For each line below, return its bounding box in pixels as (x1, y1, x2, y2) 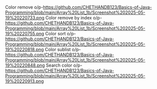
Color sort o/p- (45, 31, 76, 36)
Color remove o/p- (5, 4, 43, 10)
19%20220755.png (5, 31, 44, 36)
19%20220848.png (5, 62, 45, 68)
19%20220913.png (5, 78, 44, 84)
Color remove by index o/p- (45, 15, 102, 20)
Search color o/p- (45, 62, 83, 68)
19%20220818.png (5, 47, 44, 52)
